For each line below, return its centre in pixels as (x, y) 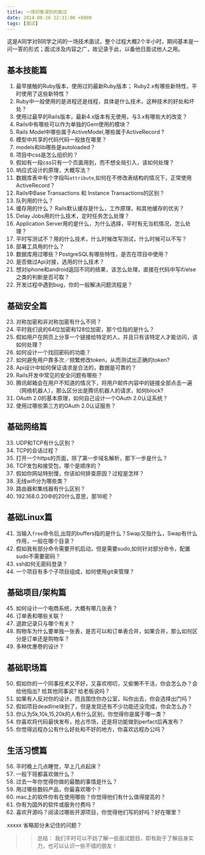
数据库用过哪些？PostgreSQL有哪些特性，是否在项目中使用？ (92, 254)
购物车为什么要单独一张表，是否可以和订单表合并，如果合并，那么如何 (104, 631)
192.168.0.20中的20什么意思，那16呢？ (64, 496)
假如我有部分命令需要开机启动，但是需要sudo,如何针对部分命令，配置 (103, 548)
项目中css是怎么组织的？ (47, 155)
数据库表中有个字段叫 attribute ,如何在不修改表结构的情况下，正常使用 (104, 178)
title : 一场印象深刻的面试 (37, 12)
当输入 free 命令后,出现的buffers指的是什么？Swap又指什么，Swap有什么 (106, 533)
